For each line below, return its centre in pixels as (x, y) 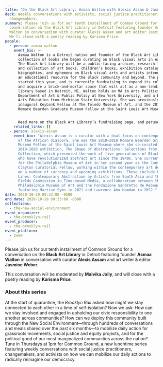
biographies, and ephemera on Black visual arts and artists (81, 73)
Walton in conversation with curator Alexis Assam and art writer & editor (78, 259)
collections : (18, 203)
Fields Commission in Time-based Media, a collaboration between (85, 181)
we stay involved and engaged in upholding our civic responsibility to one (79, 312)
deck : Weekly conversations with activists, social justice (67, 14)
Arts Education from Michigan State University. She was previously (89, 100)
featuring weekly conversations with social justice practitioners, (69, 349)
